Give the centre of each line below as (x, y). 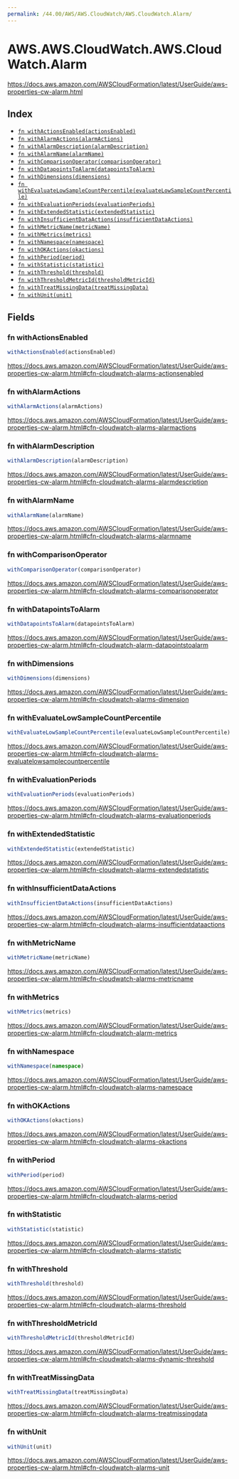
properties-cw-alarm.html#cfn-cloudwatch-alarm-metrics (92, 1033)
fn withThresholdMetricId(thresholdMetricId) (86, 280)
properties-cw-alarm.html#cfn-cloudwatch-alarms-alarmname (100, 536)
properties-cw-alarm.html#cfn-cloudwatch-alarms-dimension (98, 699)
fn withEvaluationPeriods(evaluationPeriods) (86, 205)
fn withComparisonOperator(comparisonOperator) (89, 162)
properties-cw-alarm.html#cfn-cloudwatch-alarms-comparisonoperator (113, 591)
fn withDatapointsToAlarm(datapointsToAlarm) (86, 169)
